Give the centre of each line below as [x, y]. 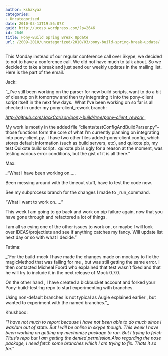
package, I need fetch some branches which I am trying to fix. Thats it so [81, 343]
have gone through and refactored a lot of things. [56, 217]
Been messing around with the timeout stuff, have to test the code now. [79, 182]
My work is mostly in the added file [42, 127]
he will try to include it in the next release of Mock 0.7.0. [63, 272]
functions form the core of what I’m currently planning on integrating [89, 132]
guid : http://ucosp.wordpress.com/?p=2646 [50, 28]
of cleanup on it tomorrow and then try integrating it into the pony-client [80, 97]
